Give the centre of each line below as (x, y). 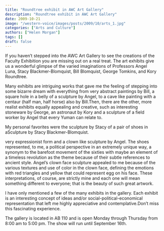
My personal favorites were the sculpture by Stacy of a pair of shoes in (77, 127)
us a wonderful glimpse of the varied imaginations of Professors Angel (76, 66)
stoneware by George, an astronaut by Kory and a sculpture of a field (75, 112)
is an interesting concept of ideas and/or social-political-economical (74, 198)
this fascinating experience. (33, 208)
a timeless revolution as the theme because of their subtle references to (78, 157)
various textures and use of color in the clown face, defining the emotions (80, 168)
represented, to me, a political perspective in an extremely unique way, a (78, 147)
